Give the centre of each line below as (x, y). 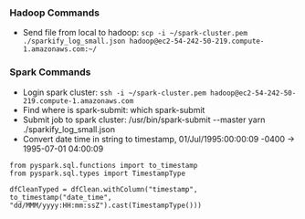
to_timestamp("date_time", (61, 197)
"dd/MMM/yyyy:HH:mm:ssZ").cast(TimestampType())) (106, 205)
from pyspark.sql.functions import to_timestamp (104, 165)
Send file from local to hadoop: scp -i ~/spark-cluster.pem (135, 33)
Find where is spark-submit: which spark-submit (114, 109)
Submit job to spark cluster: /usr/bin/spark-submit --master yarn (144, 120)
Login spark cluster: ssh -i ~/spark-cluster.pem (115, 92)
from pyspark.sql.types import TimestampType (97, 173)
